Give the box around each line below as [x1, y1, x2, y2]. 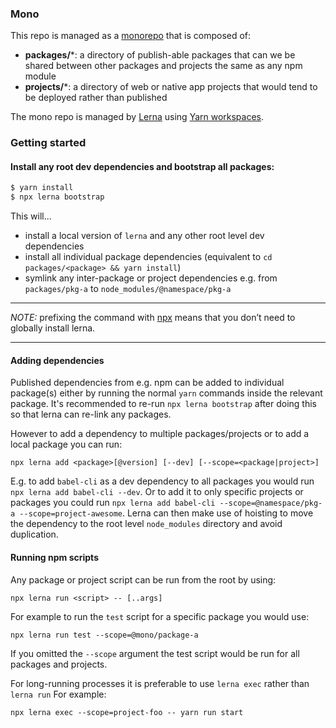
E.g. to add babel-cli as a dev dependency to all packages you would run [10, 475, 315, 487]
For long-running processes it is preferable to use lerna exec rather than [10, 677, 310, 689]
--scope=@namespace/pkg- [219, 498, 323, 509]
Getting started [10, 136, 87, 150]
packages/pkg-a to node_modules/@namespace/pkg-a [24, 283, 232, 295]
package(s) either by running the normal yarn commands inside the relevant [10, 387, 323, 399]
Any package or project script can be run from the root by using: [10, 573, 277, 586]
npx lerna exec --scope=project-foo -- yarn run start [10, 707, 244, 717]
